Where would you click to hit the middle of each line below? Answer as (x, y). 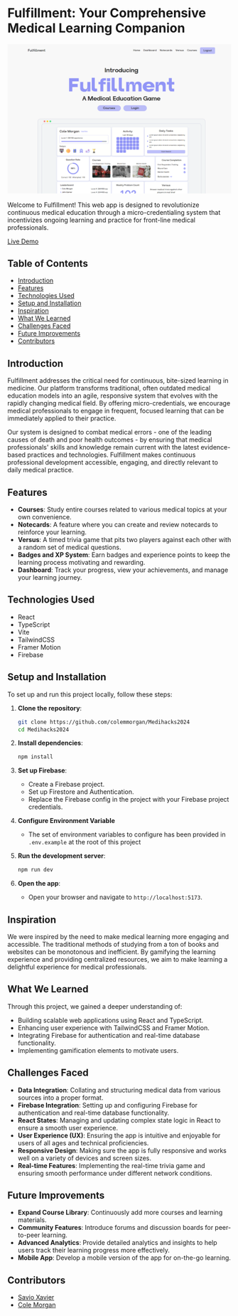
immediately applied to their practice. (62, 418)
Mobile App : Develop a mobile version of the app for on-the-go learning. (124, 1258)
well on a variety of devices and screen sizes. (84, 1158)
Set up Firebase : (42, 770)
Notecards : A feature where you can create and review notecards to (118, 525)
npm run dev (35, 870)
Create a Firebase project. (66, 785)
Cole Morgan (37, 1305)
